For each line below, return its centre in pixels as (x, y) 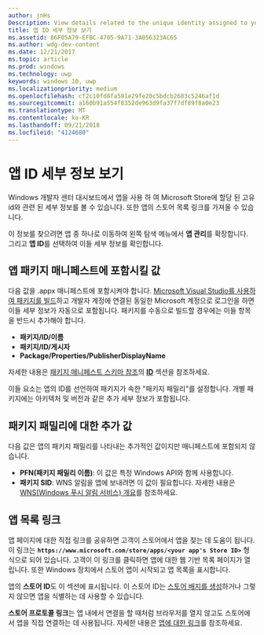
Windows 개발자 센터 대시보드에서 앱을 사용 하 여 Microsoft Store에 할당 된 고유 (132, 197)
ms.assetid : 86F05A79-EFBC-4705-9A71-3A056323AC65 (93, 37)
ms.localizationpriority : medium (63, 89)
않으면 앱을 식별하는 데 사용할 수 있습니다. (80, 596)
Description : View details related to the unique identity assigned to (128, 23)
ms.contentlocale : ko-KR (49, 118)
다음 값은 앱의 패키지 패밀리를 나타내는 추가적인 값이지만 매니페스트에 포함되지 (128, 446)
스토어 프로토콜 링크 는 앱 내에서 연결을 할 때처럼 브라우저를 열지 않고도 (116, 613)
